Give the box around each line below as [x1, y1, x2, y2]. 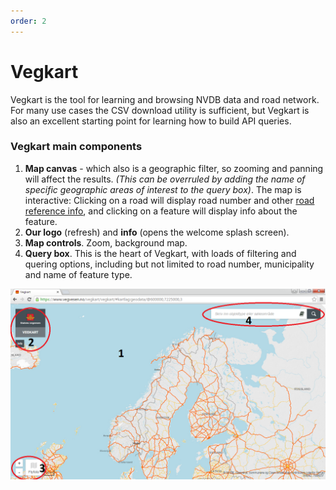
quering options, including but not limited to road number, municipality [24, 258, 315, 270]
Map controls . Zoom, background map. [24, 236, 188, 249]
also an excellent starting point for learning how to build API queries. [10, 115, 292, 127]
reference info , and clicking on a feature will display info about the [24, 205, 298, 217]
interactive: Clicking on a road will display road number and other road [24, 194, 315, 206]
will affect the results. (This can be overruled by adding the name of [24, 173, 306, 185]
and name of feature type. [24, 268, 133, 280]
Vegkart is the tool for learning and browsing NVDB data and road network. [10, 93, 320, 105]
